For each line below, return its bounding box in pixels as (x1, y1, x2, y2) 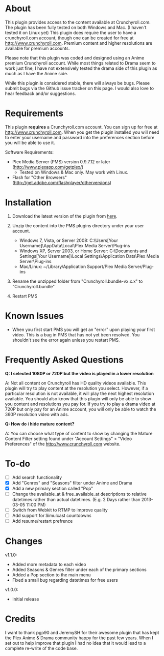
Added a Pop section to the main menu (12, 572, 91, 578)
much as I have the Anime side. (5, 70, 69, 76)
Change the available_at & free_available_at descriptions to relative (12, 491, 147, 497)
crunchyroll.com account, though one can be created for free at (5, 35, 134, 41)
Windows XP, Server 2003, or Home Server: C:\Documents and (19, 248, 148, 254)
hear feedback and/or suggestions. (5, 90, 76, 96)
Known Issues (5, 310, 64, 321)
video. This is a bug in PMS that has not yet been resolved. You (12, 331, 140, 337)
